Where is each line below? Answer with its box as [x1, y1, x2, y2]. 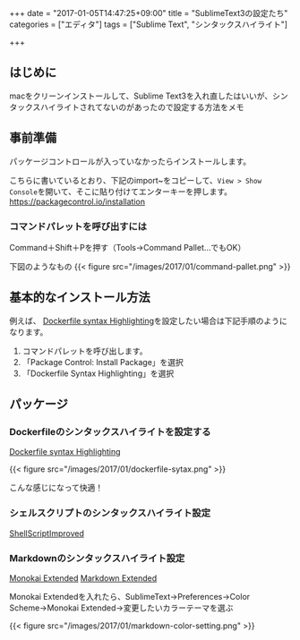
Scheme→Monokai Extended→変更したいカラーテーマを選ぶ [9, 602, 234, 613]
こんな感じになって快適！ [9, 482, 104, 493]
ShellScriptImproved [9, 527, 85, 539]
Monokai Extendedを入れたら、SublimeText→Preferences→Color [9, 592, 251, 602]
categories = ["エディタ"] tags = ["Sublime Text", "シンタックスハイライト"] [9, 19, 288, 30]
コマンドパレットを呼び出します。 [21, 346, 148, 356]
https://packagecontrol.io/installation [9, 196, 146, 207]
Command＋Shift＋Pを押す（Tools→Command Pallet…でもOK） [9, 242, 246, 252]
